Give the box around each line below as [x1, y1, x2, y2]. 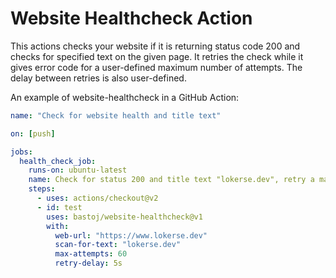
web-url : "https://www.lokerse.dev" [54, 230, 208, 241]
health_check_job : [19, 156, 97, 166]
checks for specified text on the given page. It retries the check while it [10, 50, 304, 62]
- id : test [36, 202, 83, 212]
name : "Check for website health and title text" [10, 110, 222, 121]
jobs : [10, 147, 33, 157]
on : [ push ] [10, 128, 56, 139]
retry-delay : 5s [54, 258, 123, 269]
